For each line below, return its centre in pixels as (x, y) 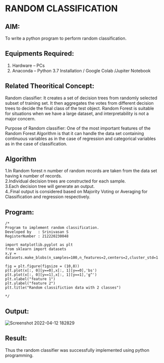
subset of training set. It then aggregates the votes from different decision (79, 103)
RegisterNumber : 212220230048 (37, 236)
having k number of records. (34, 176)
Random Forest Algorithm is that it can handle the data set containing (74, 133)
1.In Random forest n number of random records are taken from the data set (81, 171)
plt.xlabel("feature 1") (30, 279)
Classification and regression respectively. (48, 197)
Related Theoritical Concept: (50, 86)
